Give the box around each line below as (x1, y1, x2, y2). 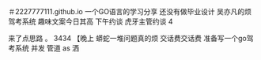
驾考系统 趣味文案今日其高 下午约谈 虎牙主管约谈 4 (8, 17, 173, 26)
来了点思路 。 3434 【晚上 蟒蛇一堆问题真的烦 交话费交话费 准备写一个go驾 (8, 34, 254, 43)
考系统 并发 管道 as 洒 (8, 43, 80, 53)
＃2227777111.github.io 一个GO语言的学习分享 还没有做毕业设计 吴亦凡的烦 (8, 7, 252, 16)
